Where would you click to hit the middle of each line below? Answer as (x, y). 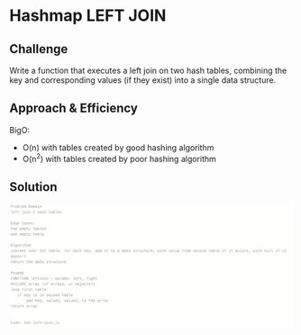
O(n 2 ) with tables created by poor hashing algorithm (119, 158)
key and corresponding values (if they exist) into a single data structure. (143, 80)
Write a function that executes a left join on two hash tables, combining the (148, 70)
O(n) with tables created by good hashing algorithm (118, 147)
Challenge (39, 49)
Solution (33, 187)
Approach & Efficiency (73, 109)
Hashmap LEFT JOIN (88, 16)
